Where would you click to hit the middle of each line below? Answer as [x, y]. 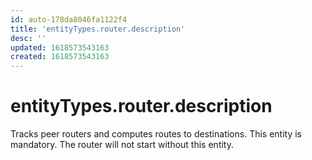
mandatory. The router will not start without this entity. [122, 145]
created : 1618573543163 [60, 57]
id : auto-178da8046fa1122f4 [69, 19]
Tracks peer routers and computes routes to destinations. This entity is [156, 134]
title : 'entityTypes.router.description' [98, 29]
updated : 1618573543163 [60, 47]
